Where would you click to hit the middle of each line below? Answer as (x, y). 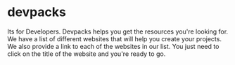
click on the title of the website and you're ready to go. (87, 54)
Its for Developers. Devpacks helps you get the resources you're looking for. (118, 31)
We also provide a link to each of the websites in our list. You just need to (113, 46)
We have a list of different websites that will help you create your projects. (114, 38)
